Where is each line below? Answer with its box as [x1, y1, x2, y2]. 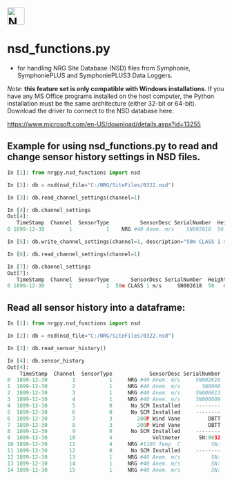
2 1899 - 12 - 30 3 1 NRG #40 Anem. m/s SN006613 [7, 390, 221, 396]
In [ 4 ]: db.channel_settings [7, 207, 91, 213]
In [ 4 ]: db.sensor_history [7, 357, 85, 364]
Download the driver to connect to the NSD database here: [7, 107, 174, 115]
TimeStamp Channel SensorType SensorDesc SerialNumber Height [16, 276, 227, 283]
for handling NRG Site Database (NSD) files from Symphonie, [17, 64, 191, 73]
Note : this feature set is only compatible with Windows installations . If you [7, 85, 224, 93]
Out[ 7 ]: [7, 269, 30, 276]
